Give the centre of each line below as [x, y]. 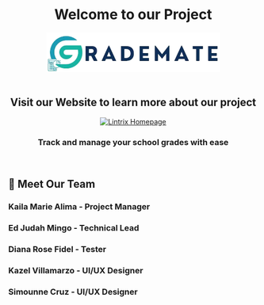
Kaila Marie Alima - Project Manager [79, 207]
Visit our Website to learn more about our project [133, 103]
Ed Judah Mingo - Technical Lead [74, 228]
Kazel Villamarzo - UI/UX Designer [76, 271]
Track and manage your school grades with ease [133, 142]
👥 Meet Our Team [52, 184]
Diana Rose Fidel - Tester [57, 250]
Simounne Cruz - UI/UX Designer [73, 292]
